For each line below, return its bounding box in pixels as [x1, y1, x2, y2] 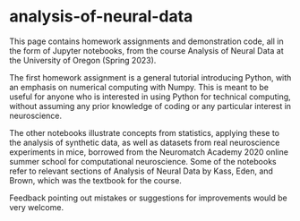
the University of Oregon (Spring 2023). [9, 55, 157, 65]
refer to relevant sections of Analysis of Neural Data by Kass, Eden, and [9, 166, 273, 176]
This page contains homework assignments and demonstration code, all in [9, 36, 284, 47]
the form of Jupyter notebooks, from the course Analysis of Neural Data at [9, 45, 284, 55]
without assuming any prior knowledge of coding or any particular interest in [9, 100, 292, 111]
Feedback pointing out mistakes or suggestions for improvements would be [9, 192, 288, 203]
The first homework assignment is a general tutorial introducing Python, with [9, 72, 292, 82]
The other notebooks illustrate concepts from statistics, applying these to [9, 127, 280, 138]
